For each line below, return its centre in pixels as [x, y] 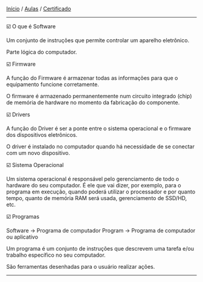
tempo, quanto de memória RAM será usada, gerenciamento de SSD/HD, [97, 198]
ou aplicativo [22, 237]
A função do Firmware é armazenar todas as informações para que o [92, 78]
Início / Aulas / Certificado [39, 9]
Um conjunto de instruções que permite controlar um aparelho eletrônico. [98, 40]
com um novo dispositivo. [38, 153]
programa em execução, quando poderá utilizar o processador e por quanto [101, 192]
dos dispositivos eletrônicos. [42, 135]
